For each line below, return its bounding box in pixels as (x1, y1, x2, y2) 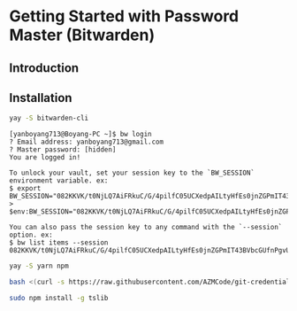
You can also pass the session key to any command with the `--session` (9, 223, 283, 232)
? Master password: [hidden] (9, 145, 117, 154)
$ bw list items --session (9, 238, 109, 247)
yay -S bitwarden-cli (9, 113, 89, 123)
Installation (9, 90, 72, 105)
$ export (9, 184, 42, 193)
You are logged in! (9, 153, 81, 162)
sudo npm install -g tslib (9, 294, 109, 303)
